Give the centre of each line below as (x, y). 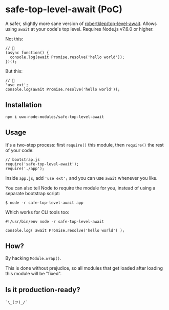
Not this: (14, 39)
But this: (14, 71)
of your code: (20, 150)
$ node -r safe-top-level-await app (44, 203)
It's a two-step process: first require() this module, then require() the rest (84, 145)
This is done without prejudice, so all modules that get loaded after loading (84, 268)
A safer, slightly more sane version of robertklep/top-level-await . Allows (81, 23)
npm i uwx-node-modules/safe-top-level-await (55, 117)
